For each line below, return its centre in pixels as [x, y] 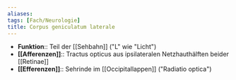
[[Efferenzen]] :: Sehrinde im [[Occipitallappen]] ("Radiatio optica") [114, 69]
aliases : [20, 14]
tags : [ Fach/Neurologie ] [44, 20]
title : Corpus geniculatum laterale [61, 27]
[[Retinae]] [33, 62]
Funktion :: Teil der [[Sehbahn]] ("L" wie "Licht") [87, 47]
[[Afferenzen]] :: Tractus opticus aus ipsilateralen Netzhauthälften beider [123, 54]
